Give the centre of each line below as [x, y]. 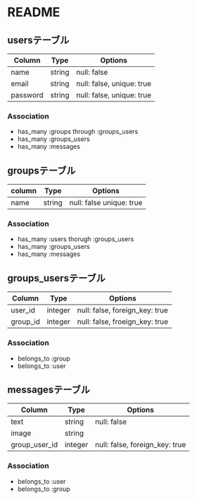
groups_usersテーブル [56, 278]
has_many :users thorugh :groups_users [76, 239]
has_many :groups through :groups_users [78, 132]
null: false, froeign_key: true [123, 322]
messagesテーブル [49, 390]
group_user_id [34, 445]
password [27, 95]
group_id [25, 322]
